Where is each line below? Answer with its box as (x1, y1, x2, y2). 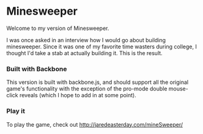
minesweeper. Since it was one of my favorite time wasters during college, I (6, 43, 197, 50)
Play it (6, 107, 26, 116)
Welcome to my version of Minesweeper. (6, 24, 109, 32)
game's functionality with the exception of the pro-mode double (6, 85, 168, 92)
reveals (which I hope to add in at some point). (19, 92, 136, 99)
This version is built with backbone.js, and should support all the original (6, 78, 188, 86)
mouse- (168, 85, 188, 92)
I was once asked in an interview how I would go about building (6, 36, 166, 43)
